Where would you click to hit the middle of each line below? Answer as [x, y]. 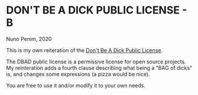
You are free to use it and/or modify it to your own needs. [76, 85]
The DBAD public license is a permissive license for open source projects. [96, 62]
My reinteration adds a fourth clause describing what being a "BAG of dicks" [99, 67]
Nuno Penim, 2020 [29, 39]
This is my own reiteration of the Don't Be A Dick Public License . [85, 50]
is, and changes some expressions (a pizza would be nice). [78, 74]
